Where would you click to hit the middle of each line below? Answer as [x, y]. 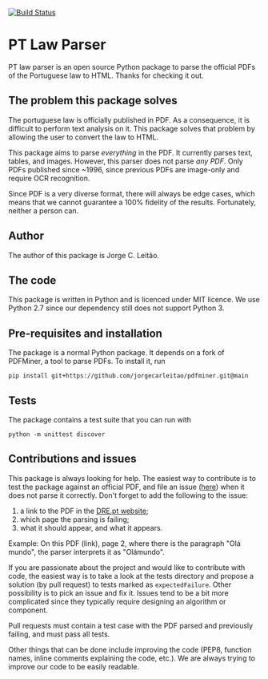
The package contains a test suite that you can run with [100, 420]
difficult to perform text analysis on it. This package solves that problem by [132, 128]
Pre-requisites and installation [85, 333]
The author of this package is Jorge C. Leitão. [84, 255]
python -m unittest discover [57, 434]
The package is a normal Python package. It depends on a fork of [117, 353]
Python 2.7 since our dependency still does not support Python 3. [116, 308]
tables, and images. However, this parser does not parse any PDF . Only [126, 161]
